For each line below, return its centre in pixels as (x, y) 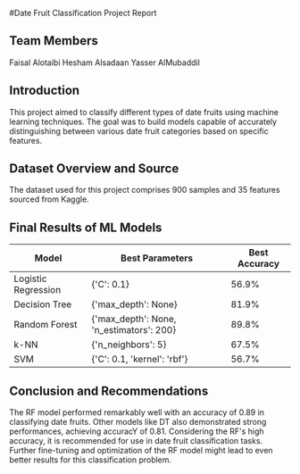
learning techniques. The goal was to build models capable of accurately (143, 121)
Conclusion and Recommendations (109, 391)
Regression (37, 290)
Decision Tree (43, 304)
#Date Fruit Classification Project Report (83, 13)
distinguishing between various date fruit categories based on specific (139, 131)
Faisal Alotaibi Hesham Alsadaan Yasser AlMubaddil (105, 62)
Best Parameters (157, 258)
